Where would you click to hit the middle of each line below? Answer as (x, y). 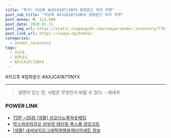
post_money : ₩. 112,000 (31, 19)
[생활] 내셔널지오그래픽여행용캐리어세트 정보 (56, 130)
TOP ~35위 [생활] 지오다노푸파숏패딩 (49, 118)
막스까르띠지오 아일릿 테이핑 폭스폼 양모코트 (56, 124)
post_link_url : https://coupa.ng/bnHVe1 (49, 33)
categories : (18, 39)
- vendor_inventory (31, 43)
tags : (11, 48)
